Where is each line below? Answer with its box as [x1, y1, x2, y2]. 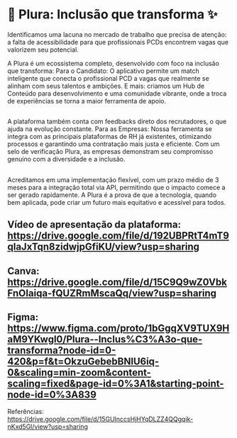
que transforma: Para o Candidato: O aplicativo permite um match [7, 67, 200, 75]
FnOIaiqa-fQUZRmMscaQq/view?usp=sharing [7, 287, 217, 299]
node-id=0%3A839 [7, 388, 97, 400]
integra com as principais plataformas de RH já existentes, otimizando [7, 133, 211, 141]
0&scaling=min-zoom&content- [7, 366, 151, 378]
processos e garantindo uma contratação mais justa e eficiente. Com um [7, 140, 220, 148]
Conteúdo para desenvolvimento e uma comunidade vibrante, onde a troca [7, 89, 227, 98]
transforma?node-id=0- [7, 344, 116, 356]
